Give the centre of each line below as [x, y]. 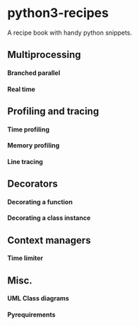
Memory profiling [34, 146]
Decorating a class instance [49, 218]
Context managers [49, 240]
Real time [21, 89]
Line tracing [25, 161]
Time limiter [25, 258]
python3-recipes [58, 13]
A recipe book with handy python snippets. [70, 33]
